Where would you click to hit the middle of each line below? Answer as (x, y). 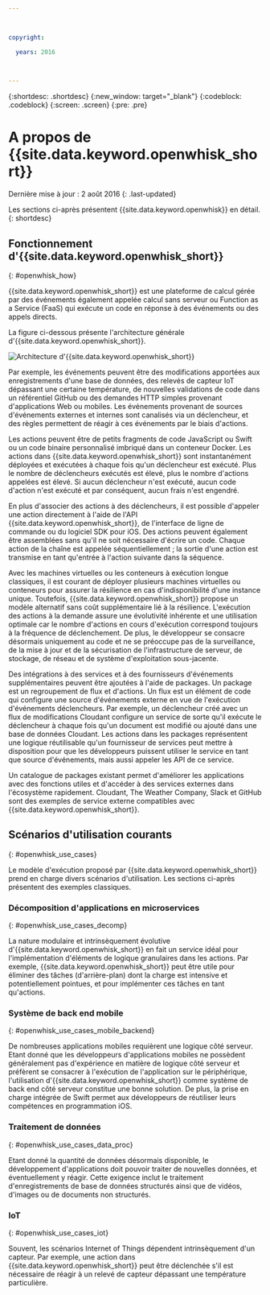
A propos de (50, 137)
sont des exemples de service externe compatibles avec (102, 801)
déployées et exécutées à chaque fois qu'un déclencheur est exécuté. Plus (133, 465)
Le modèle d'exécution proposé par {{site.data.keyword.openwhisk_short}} (133, 870)
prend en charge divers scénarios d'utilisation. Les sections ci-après (122, 878)
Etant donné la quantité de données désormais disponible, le (108, 1160)
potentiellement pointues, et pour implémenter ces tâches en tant (117, 984)
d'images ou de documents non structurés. (80, 1194)
